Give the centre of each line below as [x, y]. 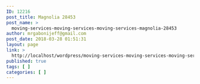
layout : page [22, 45]
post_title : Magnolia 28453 [41, 17]
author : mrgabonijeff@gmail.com [46, 34]
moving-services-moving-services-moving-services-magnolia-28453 [94, 28]
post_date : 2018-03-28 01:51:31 [46, 39]
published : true [26, 61]
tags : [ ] [18, 67]
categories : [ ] [26, 72]
